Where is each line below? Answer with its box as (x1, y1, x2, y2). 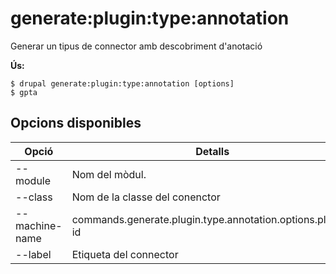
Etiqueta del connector (71, 247, 179, 261)
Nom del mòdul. (71, 167, 147, 181)
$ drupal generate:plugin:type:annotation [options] (10, 78, 235, 89)
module (15, 173, 52, 187)
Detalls (195, 144, 230, 158)
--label (15, 247, 52, 261)
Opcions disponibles (10, 115, 142, 132)
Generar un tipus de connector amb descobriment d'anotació (10, 40, 263, 52)
